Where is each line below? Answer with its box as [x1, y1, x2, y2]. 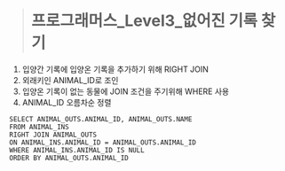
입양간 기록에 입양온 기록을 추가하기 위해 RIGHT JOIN [21, 64, 209, 74]
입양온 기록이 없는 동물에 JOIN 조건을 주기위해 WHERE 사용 [21, 86, 229, 97]
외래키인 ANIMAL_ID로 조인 [21, 74, 119, 85]
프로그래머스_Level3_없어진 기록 [30, 11, 258, 31]
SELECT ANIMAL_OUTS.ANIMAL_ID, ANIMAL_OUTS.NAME [9, 114, 193, 123]
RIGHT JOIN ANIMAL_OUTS [9, 130, 98, 139]
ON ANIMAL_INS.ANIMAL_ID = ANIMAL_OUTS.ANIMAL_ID [9, 137, 197, 147]
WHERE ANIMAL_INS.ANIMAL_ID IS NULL [9, 145, 145, 154]
